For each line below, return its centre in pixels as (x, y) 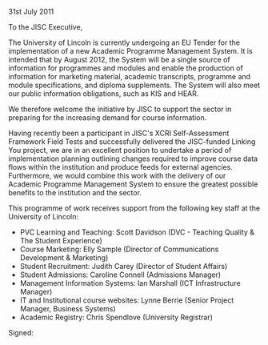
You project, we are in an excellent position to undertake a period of (120, 150)
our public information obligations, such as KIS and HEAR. (104, 94)
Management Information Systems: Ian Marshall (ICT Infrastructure (130, 283)
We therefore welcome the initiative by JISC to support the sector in (120, 109)
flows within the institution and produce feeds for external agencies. (121, 167)
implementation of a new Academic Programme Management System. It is (131, 51)
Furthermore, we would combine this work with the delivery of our (117, 176)
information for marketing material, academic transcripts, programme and (129, 76)
